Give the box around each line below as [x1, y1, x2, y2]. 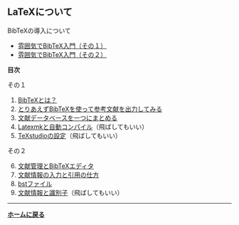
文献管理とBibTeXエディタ [17, 162, 95, 170]
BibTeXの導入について [7, 26, 71, 35]
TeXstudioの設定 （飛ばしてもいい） [17, 131, 122, 140]
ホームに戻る [7, 210, 45, 219]
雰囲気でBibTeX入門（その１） [17, 41, 107, 50]
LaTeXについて [7, 6, 73, 19]
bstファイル [17, 179, 53, 188]
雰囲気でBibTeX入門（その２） [17, 50, 107, 58]
